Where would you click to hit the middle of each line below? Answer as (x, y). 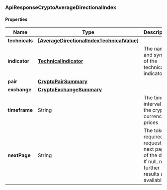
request (152, 143)
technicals (20, 41)
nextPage (19, 155)
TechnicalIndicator (61, 61)
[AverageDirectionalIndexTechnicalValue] (88, 41)
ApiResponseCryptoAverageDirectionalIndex (61, 7)
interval (152, 104)
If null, (151, 162)
